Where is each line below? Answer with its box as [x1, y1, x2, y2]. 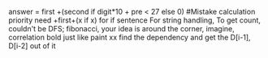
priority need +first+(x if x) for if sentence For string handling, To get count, [8, 15, 262, 25]
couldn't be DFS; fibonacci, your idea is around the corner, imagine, [8, 24, 236, 33]
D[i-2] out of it [8, 41, 56, 51]
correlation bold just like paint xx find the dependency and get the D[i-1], [8, 32, 251, 42]
